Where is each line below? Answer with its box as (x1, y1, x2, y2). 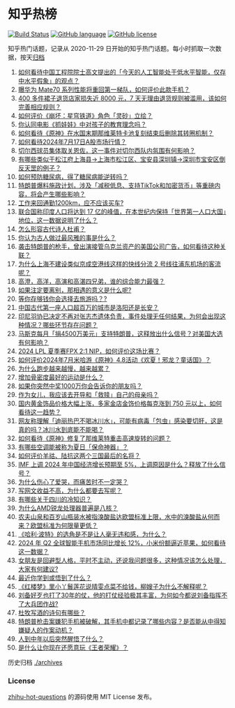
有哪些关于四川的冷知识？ (17, 495, 92, 503)
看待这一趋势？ (17, 407, 61, 416)
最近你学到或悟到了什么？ (17, 573, 92, 582)
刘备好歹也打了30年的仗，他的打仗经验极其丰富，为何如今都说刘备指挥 (17, 591, 222, 599)
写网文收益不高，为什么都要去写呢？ (17, 486, 123, 495)
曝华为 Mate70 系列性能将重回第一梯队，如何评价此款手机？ (17, 85, 190, 93)
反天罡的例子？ (17, 163, 61, 172)
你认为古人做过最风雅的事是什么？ (17, 233, 116, 241)
